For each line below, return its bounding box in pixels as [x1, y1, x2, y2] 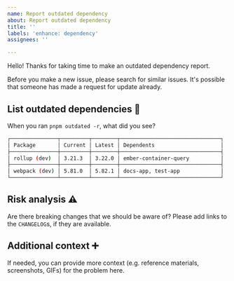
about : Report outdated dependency [7, 17, 111, 24]
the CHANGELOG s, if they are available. [7, 219, 111, 228]
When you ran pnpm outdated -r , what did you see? [7, 121, 156, 130]
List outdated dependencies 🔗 [7, 103, 141, 115]
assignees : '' [7, 36, 49, 43]
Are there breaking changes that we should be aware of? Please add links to [7, 212, 228, 221]
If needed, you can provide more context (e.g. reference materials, [7, 259, 200, 267]
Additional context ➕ [7, 240, 99, 252]
